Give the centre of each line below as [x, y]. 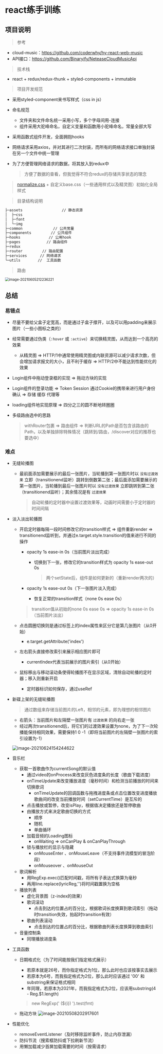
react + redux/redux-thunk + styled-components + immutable [74, 79]
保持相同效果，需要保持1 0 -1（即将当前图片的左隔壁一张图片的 [91, 732]
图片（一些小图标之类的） [38, 329]
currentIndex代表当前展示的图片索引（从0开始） [75, 662]
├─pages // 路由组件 [36, 242]
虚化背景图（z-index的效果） [56, 896]
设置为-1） [34, 739]
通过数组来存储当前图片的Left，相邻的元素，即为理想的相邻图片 [88, 710]
